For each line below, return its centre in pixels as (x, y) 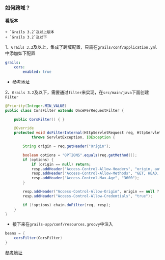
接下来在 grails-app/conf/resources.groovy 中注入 (62, 224)
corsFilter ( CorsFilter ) (38, 238)
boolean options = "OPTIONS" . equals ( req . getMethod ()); (80, 155)
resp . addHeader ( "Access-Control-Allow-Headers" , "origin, (92, 169)
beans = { (15, 233)
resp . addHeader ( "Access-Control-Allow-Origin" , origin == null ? (91, 192)
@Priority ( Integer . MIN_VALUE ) (36, 106)
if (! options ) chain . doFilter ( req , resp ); (67, 205)
